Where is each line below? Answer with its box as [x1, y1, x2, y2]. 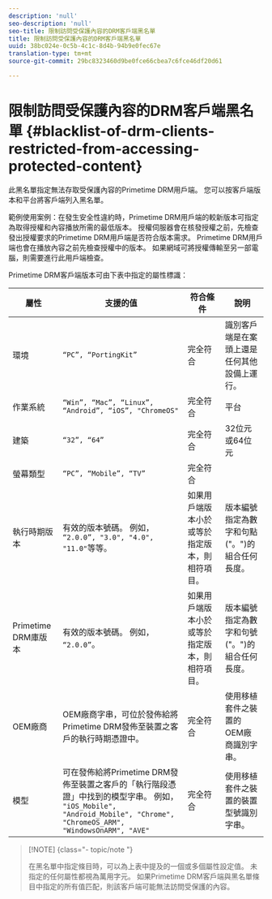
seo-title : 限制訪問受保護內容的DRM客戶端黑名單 [8, 27, 156, 35]
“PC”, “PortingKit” [62, 350, 138, 359]
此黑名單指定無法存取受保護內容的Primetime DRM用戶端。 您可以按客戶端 [8, 184, 254, 195]
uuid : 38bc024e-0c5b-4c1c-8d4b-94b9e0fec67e [8, 42, 161, 50]
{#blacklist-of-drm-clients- [25, 123, 215, 140]
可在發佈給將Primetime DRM [62, 766, 171, 777]
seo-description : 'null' [8, 19, 92, 28]
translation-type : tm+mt [8, 49, 92, 58]
